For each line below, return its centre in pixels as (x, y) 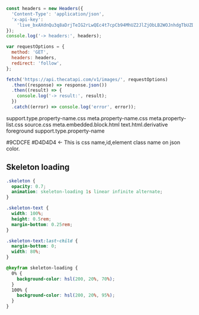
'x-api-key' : (28, 20)
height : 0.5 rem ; (31, 219)
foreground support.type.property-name (55, 131)
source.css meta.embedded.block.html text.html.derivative (96, 124)
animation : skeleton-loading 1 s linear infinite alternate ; (87, 192)
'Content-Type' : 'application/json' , (58, 14)
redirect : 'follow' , (37, 63)
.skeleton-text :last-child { (42, 241)
